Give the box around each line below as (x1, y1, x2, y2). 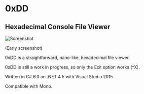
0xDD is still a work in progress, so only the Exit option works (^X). (5, 64, 140, 70)
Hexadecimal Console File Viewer (5, 23, 110, 31)
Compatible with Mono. (5, 83, 53, 89)
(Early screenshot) (5, 45, 43, 51)
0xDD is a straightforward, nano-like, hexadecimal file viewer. (5, 55, 130, 61)
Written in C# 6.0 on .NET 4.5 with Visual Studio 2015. (5, 74, 114, 79)
